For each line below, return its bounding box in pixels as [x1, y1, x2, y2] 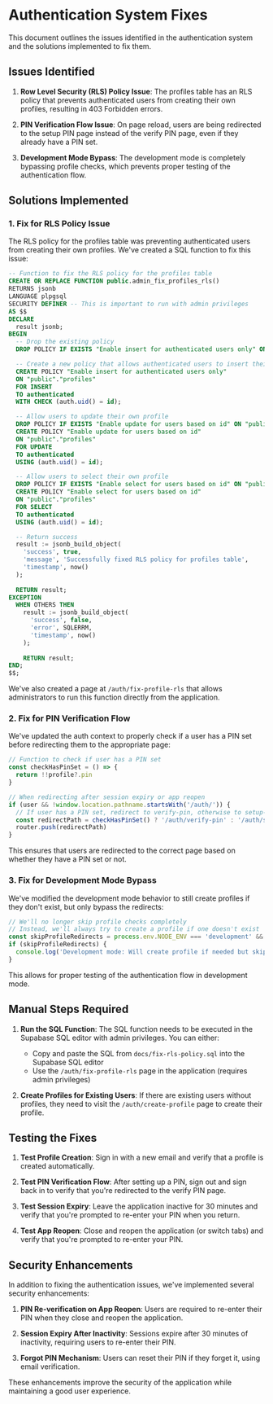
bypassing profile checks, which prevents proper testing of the [19, 161, 231, 171]
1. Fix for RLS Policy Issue [8, 218, 110, 230]
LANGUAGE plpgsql [8, 292, 67, 301]
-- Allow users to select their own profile [15, 472, 169, 481]
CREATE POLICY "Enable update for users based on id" [15, 428, 201, 437]
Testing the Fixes [8, 1130, 97, 1145]
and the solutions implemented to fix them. [8, 41, 152, 50]
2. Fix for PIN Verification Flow [8, 713, 131, 724]
